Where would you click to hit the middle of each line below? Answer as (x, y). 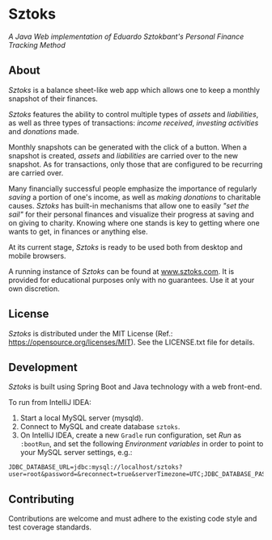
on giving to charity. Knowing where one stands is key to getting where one (134, 222)
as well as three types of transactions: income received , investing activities (134, 123)
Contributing (41, 499)
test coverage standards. (50, 527)
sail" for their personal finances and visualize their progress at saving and (132, 214)
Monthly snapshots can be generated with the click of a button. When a (127, 147)
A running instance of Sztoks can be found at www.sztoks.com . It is (121, 271)
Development (43, 367)
